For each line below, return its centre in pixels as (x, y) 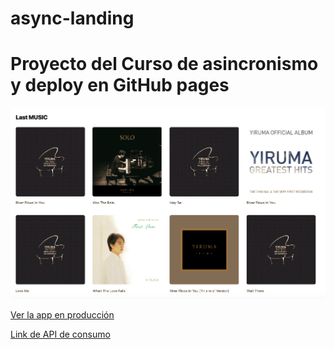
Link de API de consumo (60, 334)
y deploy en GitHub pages (120, 85)
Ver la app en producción (62, 314)
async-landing (72, 18)
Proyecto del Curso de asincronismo (164, 64)
